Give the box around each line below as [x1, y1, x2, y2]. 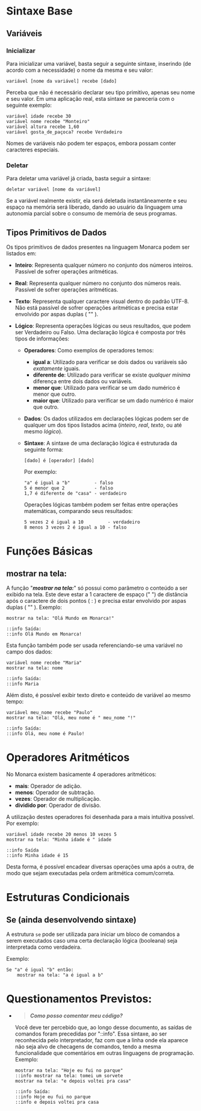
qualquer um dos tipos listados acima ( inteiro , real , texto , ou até [23, 421, 182, 428]
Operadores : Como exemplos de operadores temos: [23, 346, 154, 354]
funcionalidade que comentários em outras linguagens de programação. [14, 1049, 194, 1057]
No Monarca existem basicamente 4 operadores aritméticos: [6, 771, 156, 778]
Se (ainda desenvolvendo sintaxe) [6, 914, 137, 925]
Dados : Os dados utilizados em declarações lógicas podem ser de [23, 415, 189, 422]
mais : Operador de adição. [14, 782, 82, 789]
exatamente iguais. [32, 364, 81, 372]
